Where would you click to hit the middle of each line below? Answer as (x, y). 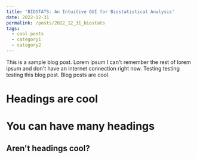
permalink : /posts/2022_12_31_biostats (56, 23)
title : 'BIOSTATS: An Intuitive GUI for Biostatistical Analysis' (90, 12)
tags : (13, 28)
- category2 (27, 45)
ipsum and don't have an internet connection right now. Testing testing (93, 68)
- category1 (27, 39)
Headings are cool (52, 99)
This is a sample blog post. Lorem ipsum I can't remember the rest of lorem (98, 62)
